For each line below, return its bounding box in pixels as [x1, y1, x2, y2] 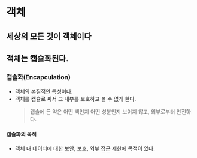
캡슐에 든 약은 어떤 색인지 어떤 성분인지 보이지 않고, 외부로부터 [29, 108, 175, 115]
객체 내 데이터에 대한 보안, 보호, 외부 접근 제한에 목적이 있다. [14, 145, 156, 152]
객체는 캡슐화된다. [6, 53, 69, 64]
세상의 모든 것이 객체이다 [6, 31, 92, 41]
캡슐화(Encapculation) [6, 73, 71, 81]
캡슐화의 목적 [6, 130, 37, 138]
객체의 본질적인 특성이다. [14, 88, 73, 95]
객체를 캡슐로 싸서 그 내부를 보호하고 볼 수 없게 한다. [14, 96, 137, 103]
